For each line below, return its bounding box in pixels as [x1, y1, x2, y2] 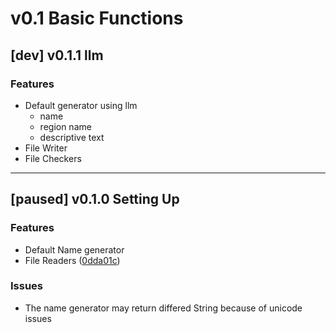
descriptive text [39, 131, 105, 143]
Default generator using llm [24, 99, 138, 111]
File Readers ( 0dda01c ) [24, 254, 121, 266]
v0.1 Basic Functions [10, 7, 184, 30]
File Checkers [24, 152, 82, 164]
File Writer [24, 142, 68, 154]
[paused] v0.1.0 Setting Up [10, 191, 180, 208]
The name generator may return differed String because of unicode [24, 302, 303, 314]
